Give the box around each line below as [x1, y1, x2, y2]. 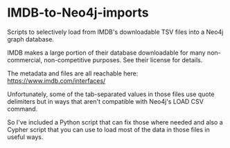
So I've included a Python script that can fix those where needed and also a [7, 118, 223, 126]
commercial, [7, 55, 43, 64]
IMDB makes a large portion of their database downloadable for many [7, 48, 206, 57]
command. [7, 104, 38, 113]
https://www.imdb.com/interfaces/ [7, 76, 106, 84]
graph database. [7, 35, 54, 43]
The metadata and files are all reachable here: [7, 69, 139, 77]
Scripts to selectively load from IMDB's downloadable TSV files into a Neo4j [7, 28, 224, 36]
